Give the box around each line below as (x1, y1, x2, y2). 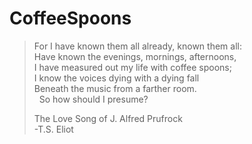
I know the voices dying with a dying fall (33, 72, 200, 84)
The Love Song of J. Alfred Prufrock (33, 112, 183, 124)
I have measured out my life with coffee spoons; (33, 61, 232, 73)
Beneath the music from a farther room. (33, 82, 197, 94)
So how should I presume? (38, 93, 149, 105)
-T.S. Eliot (33, 123, 74, 135)
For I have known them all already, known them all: (33, 40, 242, 52)
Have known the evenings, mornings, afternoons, (33, 50, 237, 62)
